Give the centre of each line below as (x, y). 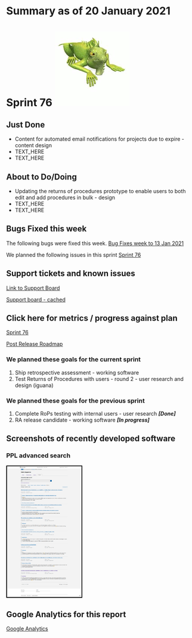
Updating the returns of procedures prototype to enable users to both (100, 191)
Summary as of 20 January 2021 (89, 11)
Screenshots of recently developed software (91, 439)
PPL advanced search (38, 456)
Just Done (26, 124)
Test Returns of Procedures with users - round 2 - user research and (99, 379)
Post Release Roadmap (35, 344)
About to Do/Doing (42, 177)
